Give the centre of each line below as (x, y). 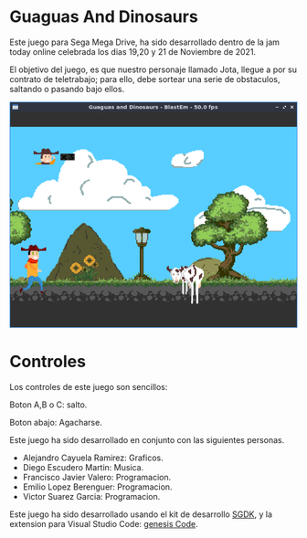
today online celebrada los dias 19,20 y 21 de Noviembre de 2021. (133, 51)
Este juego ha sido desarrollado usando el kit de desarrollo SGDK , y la (141, 514)
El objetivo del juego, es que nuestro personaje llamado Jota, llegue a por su (153, 69)
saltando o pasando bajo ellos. (67, 89)
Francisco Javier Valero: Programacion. (97, 478)
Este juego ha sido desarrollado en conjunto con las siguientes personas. (147, 440)
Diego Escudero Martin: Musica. (83, 468)
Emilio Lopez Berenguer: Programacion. (97, 487)
